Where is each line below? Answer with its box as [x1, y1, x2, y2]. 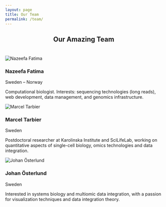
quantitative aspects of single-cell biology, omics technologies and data [5, 143, 153, 149]
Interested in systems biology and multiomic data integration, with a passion [5, 191, 162, 197]
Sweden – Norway [5, 79, 43, 85]
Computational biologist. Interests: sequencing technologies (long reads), [5, 89, 156, 95]
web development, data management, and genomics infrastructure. [5, 94, 144, 100]
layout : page [5, 7, 32, 12]
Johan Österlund [5, 170, 47, 177]
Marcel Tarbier [5, 116, 41, 123]
